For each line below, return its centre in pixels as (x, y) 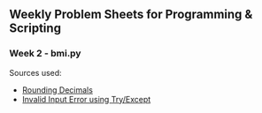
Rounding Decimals (57, 90)
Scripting (35, 29)
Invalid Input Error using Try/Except (86, 99)
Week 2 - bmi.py (45, 54)
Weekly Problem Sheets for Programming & (131, 15)
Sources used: (35, 72)
